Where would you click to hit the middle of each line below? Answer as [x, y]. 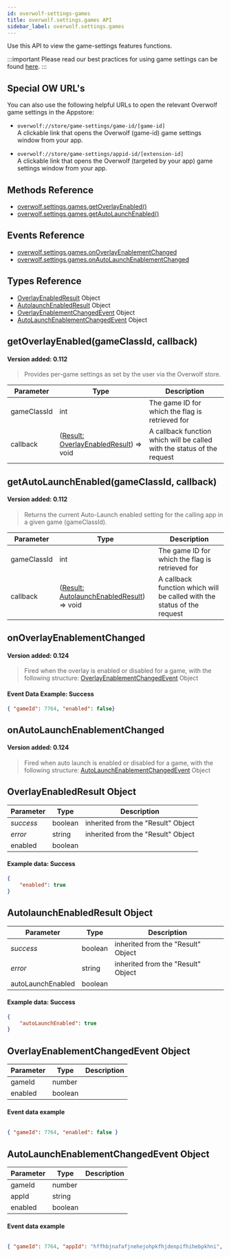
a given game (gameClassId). [65, 522]
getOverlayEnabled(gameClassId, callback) [102, 342]
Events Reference [46, 235]
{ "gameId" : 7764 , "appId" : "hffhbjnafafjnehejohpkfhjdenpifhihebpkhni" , [115, 1247]
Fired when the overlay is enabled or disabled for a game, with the [118, 671]
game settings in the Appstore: [51, 112]
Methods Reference [51, 190]
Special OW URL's [46, 88]
